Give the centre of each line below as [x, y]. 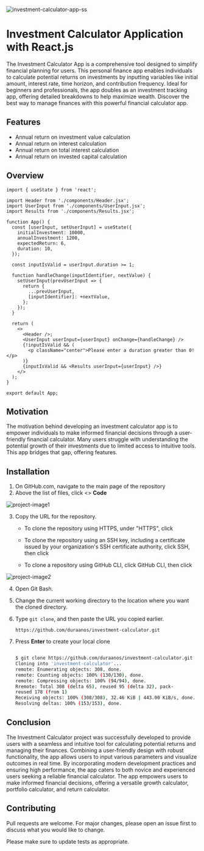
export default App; [33, 393]
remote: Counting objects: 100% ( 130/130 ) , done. [79, 675]
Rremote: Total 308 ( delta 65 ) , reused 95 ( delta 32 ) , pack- [94, 687]
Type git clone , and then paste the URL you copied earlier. [90, 619]
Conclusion [29, 722]
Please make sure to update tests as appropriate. [68, 841]
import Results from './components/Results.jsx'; [71, 211]
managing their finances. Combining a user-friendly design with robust [95, 750]
